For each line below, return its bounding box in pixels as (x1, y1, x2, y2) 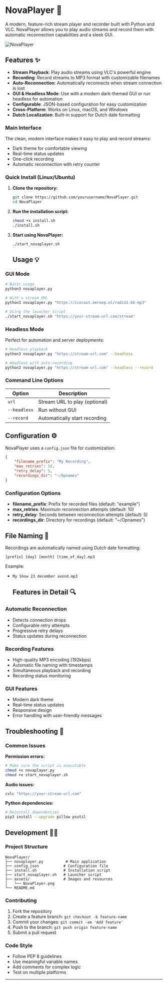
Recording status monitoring (12, 673, 71, 679)
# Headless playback (5, 346, 48, 352)
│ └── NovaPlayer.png (5, 881, 55, 886)
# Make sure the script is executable (5, 763, 86, 768)
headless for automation (12, 96, 63, 102)
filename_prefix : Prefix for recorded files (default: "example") (12, 501, 140, 507)
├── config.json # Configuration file (5, 863, 108, 868)
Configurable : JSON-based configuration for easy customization (12, 101, 147, 107)
